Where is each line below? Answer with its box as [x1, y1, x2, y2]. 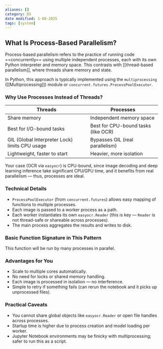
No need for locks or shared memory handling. [12, 274, 106, 279]
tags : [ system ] [5, 20, 36, 26]
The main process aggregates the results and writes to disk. [12, 222, 132, 228]
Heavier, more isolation [90, 150, 143, 157]
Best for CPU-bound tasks [90, 122, 151, 129]
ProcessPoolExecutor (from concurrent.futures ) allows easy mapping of [12, 196, 156, 202]
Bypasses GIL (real [90, 137, 133, 143]
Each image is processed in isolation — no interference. [12, 279, 124, 285]
